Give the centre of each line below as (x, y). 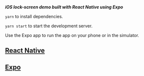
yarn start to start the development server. (49, 26)
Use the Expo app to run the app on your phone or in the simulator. (72, 35)
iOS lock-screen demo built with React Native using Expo (64, 7)
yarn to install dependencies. (34, 16)
